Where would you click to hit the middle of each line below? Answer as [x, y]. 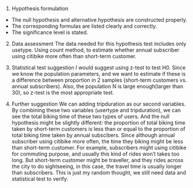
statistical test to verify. [40, 179]
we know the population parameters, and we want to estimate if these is [99, 74]
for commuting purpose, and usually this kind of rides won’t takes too [96, 154]
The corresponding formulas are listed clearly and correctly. [84, 26]
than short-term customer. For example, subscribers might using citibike [99, 147]
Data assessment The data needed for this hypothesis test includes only [99, 44]
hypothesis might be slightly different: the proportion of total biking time [99, 122]
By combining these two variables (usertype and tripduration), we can [96, 110]
